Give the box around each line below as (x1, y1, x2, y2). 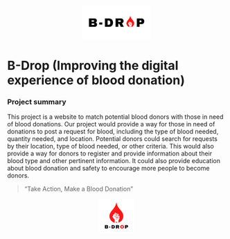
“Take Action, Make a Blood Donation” (24, 185, 134, 193)
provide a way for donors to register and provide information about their (7, 149, 213, 157)
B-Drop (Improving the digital (7, 58, 179, 74)
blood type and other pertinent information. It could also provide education (7, 157, 220, 165)
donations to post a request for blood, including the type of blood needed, (7, 127, 219, 136)
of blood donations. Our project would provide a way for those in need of (7, 120, 215, 128)
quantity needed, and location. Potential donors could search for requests (7, 135, 218, 143)
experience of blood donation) (7, 73, 186, 88)
